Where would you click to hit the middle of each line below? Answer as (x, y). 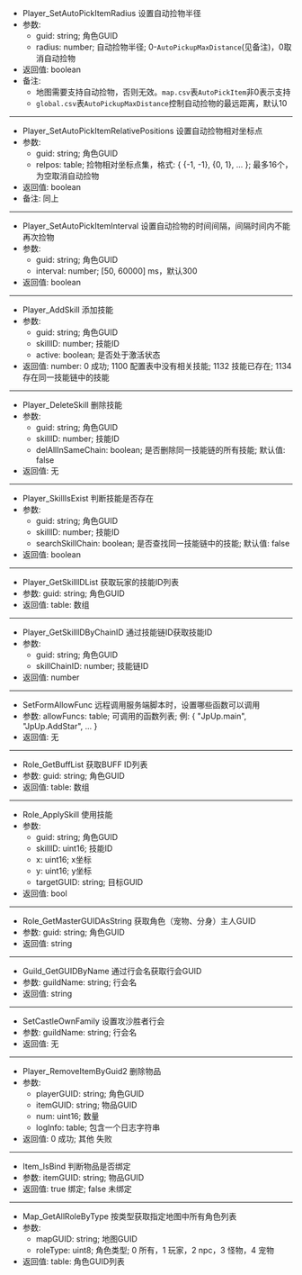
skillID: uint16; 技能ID (74, 848)
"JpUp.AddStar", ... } (60, 726)
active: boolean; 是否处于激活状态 (98, 355)
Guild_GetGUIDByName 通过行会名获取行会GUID (112, 971)
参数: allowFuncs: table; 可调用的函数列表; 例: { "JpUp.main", (134, 716)
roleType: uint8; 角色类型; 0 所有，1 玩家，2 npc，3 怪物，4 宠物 (155, 1250)
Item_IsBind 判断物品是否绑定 (76, 1166)
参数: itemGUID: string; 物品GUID (83, 1177)
